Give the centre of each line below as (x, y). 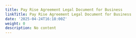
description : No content (31, 28)
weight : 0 (15, 23)
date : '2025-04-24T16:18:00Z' (36, 19)
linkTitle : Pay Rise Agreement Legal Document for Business (68, 14)
